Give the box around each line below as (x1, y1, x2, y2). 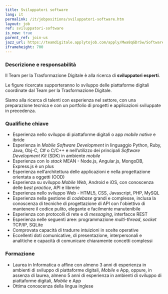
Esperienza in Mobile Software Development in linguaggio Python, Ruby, (12, 142, 161, 148)
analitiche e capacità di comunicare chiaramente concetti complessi (12, 238, 153, 244)
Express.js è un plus (12, 163, 54, 169)
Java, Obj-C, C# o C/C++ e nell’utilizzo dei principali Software (12, 147, 140, 153)
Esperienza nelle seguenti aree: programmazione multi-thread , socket (12, 216, 156, 222)
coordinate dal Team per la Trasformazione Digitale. (5, 87, 112, 93)
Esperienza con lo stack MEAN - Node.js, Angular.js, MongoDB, (12, 158, 144, 164)
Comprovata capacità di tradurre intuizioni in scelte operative (12, 227, 139, 233)
